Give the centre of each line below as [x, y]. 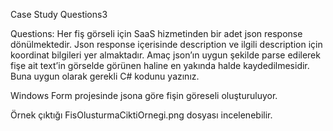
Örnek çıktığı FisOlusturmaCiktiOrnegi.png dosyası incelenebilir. [141, 115]
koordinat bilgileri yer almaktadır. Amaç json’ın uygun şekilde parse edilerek [165, 55]
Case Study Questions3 [59, 14]
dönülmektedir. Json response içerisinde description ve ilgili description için [166, 44]
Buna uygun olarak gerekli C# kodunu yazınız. [105, 76]
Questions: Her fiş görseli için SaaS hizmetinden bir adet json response [156, 33]
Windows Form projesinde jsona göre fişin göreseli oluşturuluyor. [144, 95]
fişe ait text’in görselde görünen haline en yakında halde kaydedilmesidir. [160, 65]
